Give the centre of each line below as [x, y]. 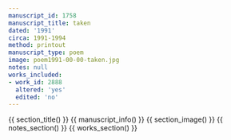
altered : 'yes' [41, 89]
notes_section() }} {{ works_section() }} [73, 128]
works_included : [35, 75]
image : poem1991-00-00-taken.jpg [64, 60]
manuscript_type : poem [46, 52]
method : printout [37, 45]
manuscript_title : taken [50, 23]
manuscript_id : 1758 [43, 16]
